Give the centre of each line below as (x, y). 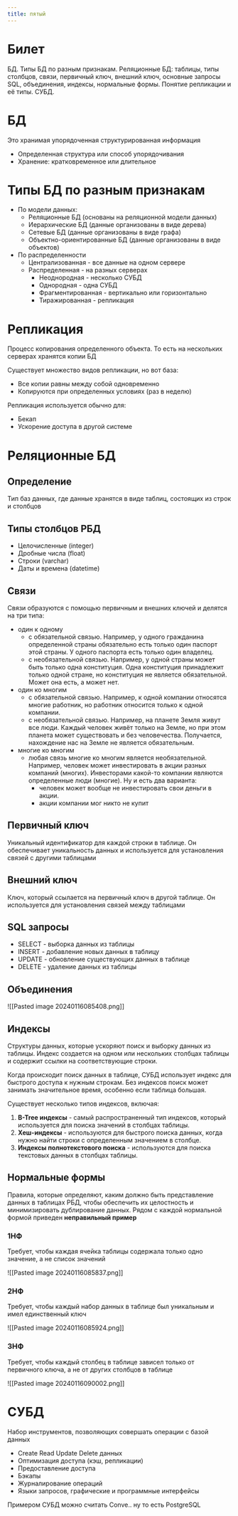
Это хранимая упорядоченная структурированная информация (104, 140)
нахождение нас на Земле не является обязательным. (111, 743)
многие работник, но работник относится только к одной (116, 705)
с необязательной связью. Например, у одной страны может (121, 659)
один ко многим (42, 690)
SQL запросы (38, 927)
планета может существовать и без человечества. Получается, (125, 735)
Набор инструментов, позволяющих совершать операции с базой (108, 1431)
